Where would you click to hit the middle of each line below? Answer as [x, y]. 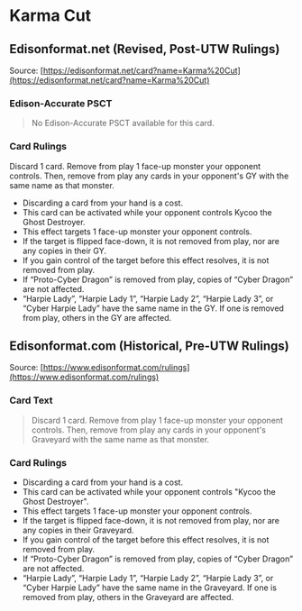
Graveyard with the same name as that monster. [120, 439]
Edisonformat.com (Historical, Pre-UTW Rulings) [150, 346]
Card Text [31, 400]
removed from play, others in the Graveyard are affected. [128, 597]
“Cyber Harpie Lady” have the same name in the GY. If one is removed [153, 308]
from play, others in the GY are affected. [97, 317]
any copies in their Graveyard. [78, 530]
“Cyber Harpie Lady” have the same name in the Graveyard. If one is [150, 588]
